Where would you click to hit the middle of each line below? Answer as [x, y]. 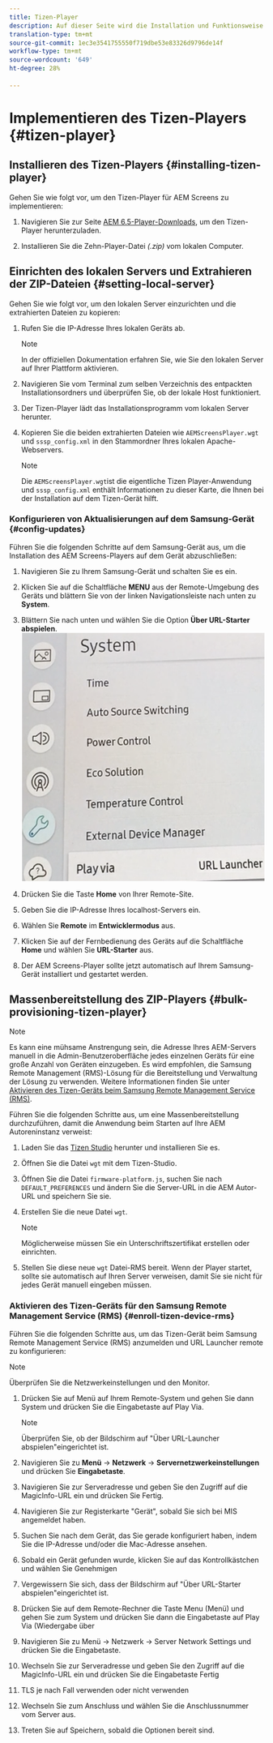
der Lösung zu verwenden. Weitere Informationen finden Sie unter [119, 1081]
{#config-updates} [47, 529]
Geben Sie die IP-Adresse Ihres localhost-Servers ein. [111, 910]
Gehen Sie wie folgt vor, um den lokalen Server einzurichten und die [123, 303]
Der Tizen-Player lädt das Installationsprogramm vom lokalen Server [135, 408]
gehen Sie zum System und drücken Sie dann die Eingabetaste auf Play [140, 1617]
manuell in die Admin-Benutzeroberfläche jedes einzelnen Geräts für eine [132, 1056]
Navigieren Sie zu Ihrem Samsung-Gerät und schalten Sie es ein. [129, 571]
